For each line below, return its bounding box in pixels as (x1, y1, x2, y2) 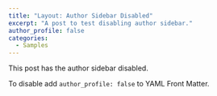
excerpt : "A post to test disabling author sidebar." (8, 19, 194, 27)
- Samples (15, 42, 48, 50)
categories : (8, 34, 48, 42)
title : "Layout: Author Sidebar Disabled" (8, 11, 153, 20)
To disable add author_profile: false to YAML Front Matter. (8, 79, 210, 89)
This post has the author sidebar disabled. (8, 63, 149, 73)
